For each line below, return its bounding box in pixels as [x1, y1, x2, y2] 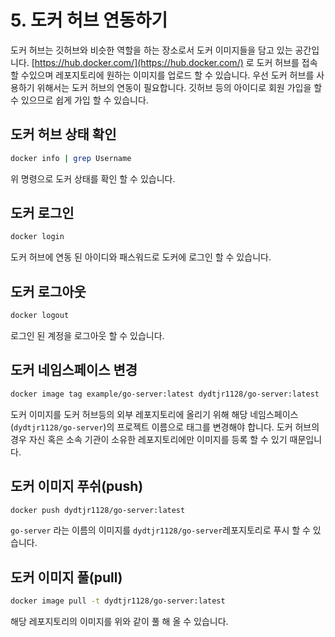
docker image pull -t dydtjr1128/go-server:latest [10, 596, 226, 606]
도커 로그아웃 [10, 283, 87, 300]
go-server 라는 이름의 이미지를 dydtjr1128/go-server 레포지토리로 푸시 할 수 [10, 524, 311, 536]
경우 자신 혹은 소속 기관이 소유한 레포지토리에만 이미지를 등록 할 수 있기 [10, 433, 288, 445]
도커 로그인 [10, 205, 75, 222]
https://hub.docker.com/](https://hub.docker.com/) [34, 56, 244, 68]
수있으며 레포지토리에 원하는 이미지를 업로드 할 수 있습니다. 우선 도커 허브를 [20, 69, 315, 81]
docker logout [10, 311, 70, 321]
